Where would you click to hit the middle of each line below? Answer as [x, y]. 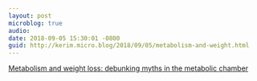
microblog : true [35, 23]
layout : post [30, 16]
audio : [19, 30]
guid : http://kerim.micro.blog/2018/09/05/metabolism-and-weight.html [129, 46]
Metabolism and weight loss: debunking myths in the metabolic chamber [128, 68]
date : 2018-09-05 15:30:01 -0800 [64, 38]
